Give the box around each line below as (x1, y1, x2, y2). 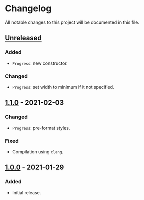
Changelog (5, 3, 52, 14)
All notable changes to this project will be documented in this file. (5, 19, 140, 25)
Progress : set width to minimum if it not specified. (12, 84, 114, 90)
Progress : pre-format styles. (12, 125, 70, 131)
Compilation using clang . (12, 148, 64, 155)
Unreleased (5, 34, 42, 42)
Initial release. (12, 189, 41, 195)
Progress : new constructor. (12, 60, 68, 66)
